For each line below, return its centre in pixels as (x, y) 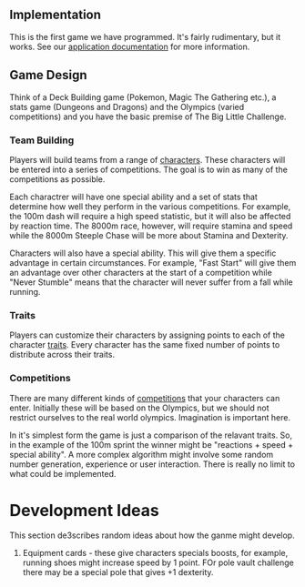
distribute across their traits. (62, 355)
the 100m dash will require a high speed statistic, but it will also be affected (150, 216)
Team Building (42, 140)
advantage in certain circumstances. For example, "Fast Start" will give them (153, 262)
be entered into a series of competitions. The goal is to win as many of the (149, 169)
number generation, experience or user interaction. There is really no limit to (152, 464)
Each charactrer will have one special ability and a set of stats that (133, 197)
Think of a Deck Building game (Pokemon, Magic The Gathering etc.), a (143, 97)
